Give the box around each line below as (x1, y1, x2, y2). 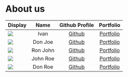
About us (5, 3, 45, 15)
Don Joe (32, 38, 53, 45)
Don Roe (32, 63, 54, 70)
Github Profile (59, 21, 94, 29)
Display (8, 21, 27, 29)
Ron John (31, 46, 55, 54)
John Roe (31, 55, 55, 62)
